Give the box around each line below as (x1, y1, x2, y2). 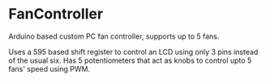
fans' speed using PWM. (8, 64, 91, 73)
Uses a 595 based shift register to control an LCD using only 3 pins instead (8, 47, 259, 56)
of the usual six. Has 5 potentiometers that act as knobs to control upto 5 (8, 55, 252, 65)
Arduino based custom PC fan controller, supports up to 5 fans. (8, 31, 220, 41)
